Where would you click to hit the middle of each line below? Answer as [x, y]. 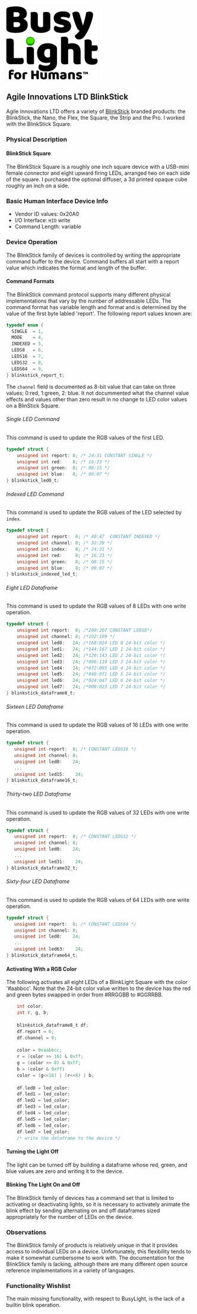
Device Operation [32, 242]
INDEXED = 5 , [28, 344]
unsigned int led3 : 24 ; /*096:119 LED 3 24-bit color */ [91, 662]
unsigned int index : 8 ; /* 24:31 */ [65, 549]
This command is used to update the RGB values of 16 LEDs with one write [97, 725]
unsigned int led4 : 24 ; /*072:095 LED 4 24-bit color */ [91, 668]
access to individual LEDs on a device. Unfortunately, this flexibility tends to [99, 1252]
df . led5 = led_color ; [43, 1119]
